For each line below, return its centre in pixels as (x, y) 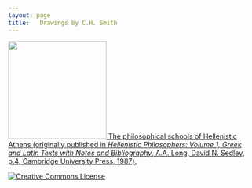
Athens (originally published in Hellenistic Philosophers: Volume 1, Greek (125, 144)
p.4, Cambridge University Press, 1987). (73, 161)
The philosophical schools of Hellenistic (172, 136)
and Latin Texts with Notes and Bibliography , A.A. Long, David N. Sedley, (126, 153)
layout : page (29, 15)
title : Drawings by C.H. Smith (63, 23)
